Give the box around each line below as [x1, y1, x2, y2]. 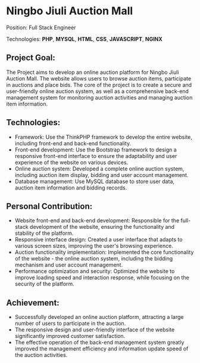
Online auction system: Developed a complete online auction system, [14, 165, 185, 172]
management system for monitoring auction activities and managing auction [6, 94, 193, 101]
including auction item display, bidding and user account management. [14, 171, 189, 178]
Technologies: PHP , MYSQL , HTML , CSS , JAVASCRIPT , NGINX [6, 35, 162, 42]
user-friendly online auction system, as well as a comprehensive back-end [6, 88, 189, 95]
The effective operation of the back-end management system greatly [14, 339, 185, 346]
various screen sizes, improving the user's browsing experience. [14, 243, 174, 250]
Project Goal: [6, 52, 55, 63]
